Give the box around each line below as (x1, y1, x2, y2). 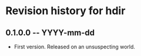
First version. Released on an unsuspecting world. (14, 43, 136, 50)
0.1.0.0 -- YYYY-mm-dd (5, 28, 95, 38)
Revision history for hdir (5, 4, 126, 18)
